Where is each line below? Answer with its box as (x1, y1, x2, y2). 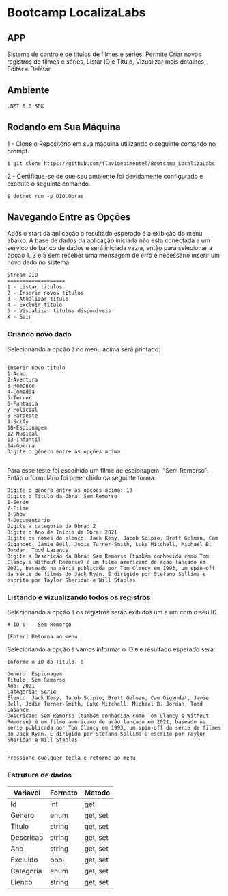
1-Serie (7, 499, 29, 506)
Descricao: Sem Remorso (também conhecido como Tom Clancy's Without (7, 712, 210, 720)
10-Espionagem (7, 424, 48, 431)
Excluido (10, 855, 38, 864)
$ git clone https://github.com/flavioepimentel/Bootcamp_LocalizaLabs (7, 160, 215, 167)
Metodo (84, 788, 111, 797)
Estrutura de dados (7, 770, 72, 780)
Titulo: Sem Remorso (7, 677, 66, 684)
